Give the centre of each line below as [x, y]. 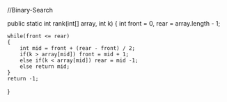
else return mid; [45, 67]
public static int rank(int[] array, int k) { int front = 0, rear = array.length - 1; [114, 23]
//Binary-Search [30, 10]
